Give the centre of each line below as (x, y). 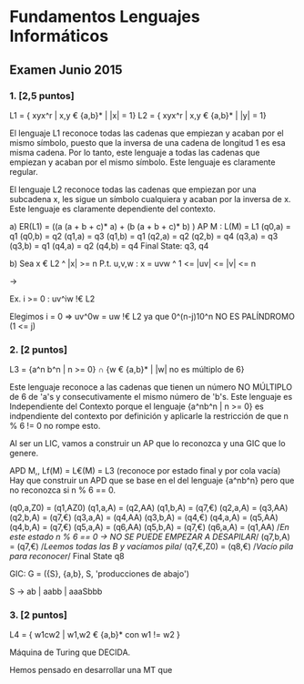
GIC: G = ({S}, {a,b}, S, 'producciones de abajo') (99, 574)
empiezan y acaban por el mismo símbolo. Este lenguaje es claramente (142, 162)
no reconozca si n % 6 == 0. (63, 490)
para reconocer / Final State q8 (67, 556)
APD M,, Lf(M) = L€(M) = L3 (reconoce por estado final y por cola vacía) (145, 471)
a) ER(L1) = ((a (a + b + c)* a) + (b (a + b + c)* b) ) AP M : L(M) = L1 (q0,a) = (150, 226)
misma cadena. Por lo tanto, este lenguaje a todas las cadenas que (135, 152)
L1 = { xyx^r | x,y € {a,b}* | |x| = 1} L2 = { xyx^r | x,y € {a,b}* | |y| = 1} (138, 115)
